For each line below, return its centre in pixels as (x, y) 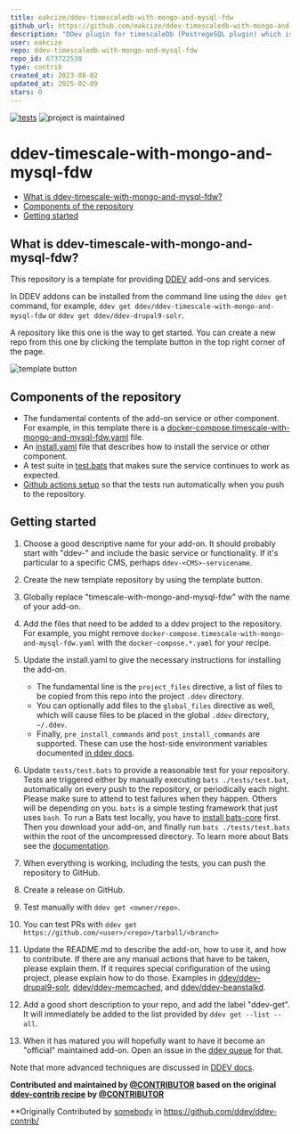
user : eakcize (36, 42)
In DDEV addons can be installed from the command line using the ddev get (149, 297)
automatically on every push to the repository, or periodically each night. (156, 788)
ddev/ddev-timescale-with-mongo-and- (205, 307)
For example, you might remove (81, 632)
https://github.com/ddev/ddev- (220, 1111)
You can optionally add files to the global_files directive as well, (155, 706)
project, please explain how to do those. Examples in (119, 977)
